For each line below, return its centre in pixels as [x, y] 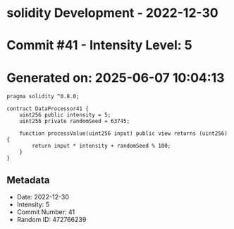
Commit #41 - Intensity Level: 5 [99, 46]
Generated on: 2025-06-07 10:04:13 [116, 77]
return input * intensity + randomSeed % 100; [101, 146]
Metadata [28, 180]
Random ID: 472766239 [51, 220]
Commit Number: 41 [46, 212]
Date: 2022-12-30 [43, 197]
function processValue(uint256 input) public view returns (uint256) [124, 134]
